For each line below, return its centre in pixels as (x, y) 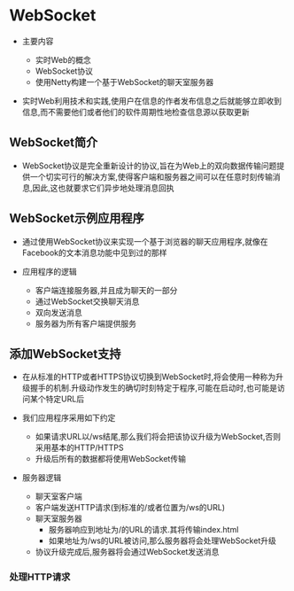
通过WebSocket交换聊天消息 (87, 301)
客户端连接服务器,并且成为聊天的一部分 (106, 290)
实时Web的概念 (63, 59)
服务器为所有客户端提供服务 (86, 323)
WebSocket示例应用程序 (77, 218)
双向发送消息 (58, 312)
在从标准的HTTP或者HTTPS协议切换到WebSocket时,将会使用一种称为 (149, 377)
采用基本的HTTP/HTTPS (79, 447)
